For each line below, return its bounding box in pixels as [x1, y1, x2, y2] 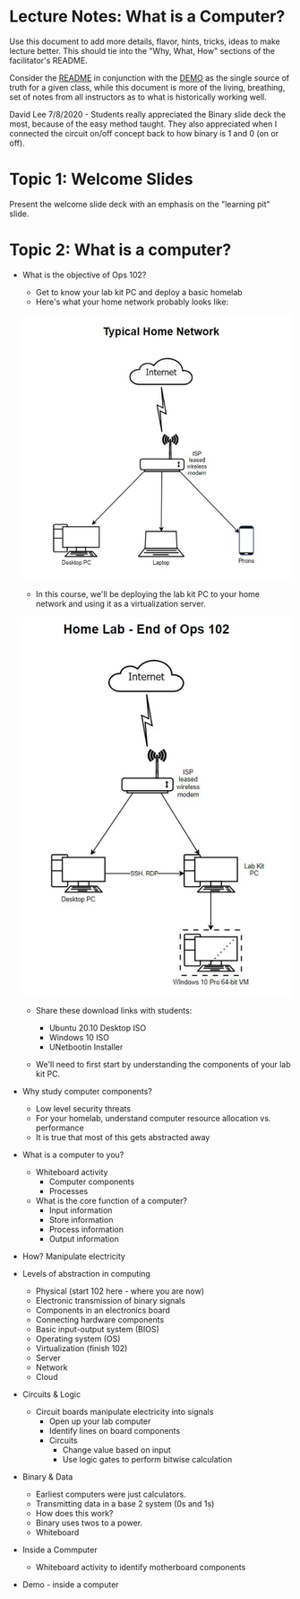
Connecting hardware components [35, 1313, 165, 1325]
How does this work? [35, 1507, 114, 1518]
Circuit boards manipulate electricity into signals [35, 1406, 214, 1417]
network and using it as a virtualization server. [35, 599, 206, 610]
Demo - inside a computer [21, 1578, 119, 1590]
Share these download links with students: [35, 1005, 193, 1015]
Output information [48, 1233, 119, 1244]
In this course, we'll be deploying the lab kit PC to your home [35, 589, 260, 600]
